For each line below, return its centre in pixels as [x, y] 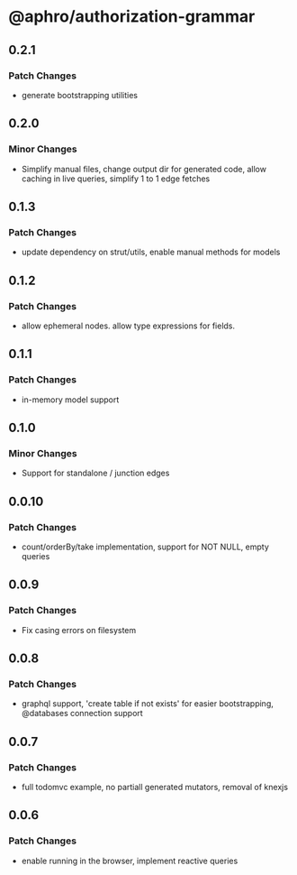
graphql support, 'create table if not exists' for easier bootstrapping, [147, 704]
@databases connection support [82, 714]
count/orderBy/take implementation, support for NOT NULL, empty [145, 547]
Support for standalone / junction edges [95, 473]
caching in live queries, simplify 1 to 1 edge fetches [116, 179]
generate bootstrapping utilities [80, 95]
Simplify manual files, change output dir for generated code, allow [144, 169]
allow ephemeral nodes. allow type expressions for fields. [128, 326]
